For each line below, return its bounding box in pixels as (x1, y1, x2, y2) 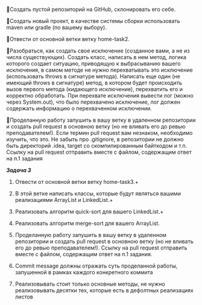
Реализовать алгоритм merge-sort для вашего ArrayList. (14, 220, 160, 227)
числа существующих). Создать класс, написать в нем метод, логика (6, 54, 187, 60)
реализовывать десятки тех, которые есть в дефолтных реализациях (14, 287, 194, 294)
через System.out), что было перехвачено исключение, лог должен (6, 98, 181, 105)
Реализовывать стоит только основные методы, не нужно (14, 280, 165, 288)
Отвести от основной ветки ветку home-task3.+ (14, 178, 139, 185)
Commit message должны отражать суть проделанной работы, (14, 262, 178, 269)
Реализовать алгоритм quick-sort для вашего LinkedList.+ (14, 208, 164, 215)
